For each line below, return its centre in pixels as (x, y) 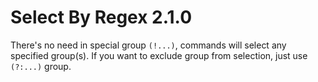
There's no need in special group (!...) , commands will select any (148, 45)
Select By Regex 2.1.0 (101, 17)
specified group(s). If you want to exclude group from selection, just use (159, 55)
